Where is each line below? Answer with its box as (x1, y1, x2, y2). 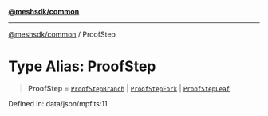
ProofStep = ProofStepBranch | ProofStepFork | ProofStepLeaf (27, 83, 231, 93)
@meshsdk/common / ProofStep (8, 29, 116, 39)
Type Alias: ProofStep (8, 57, 156, 75)
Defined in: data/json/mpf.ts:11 (8, 99, 108, 108)
